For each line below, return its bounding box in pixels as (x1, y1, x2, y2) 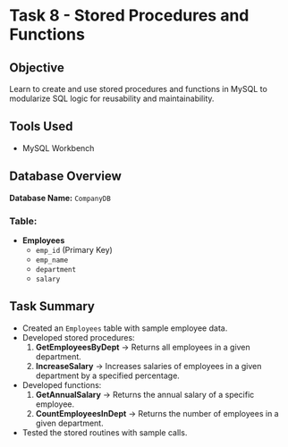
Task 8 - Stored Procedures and (9, 5, 250, 26)
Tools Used (9, 119, 73, 134)
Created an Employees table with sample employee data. (21, 323, 228, 333)
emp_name (35, 256, 69, 265)
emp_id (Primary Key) (35, 244, 114, 255)
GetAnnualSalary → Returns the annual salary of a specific (35, 389, 255, 400)
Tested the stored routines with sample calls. (21, 426, 188, 438)
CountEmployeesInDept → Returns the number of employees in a (35, 408, 279, 418)
